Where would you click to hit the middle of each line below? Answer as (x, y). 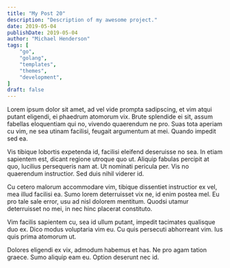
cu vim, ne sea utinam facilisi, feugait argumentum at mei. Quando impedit (112, 132)
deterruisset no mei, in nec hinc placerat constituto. (80, 209)
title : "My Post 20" (37, 13)
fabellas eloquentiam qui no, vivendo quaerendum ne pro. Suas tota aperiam (115, 124)
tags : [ (18, 45)
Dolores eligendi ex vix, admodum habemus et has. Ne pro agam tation (107, 250)
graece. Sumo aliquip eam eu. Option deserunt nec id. (83, 257)
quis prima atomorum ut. (42, 236)
